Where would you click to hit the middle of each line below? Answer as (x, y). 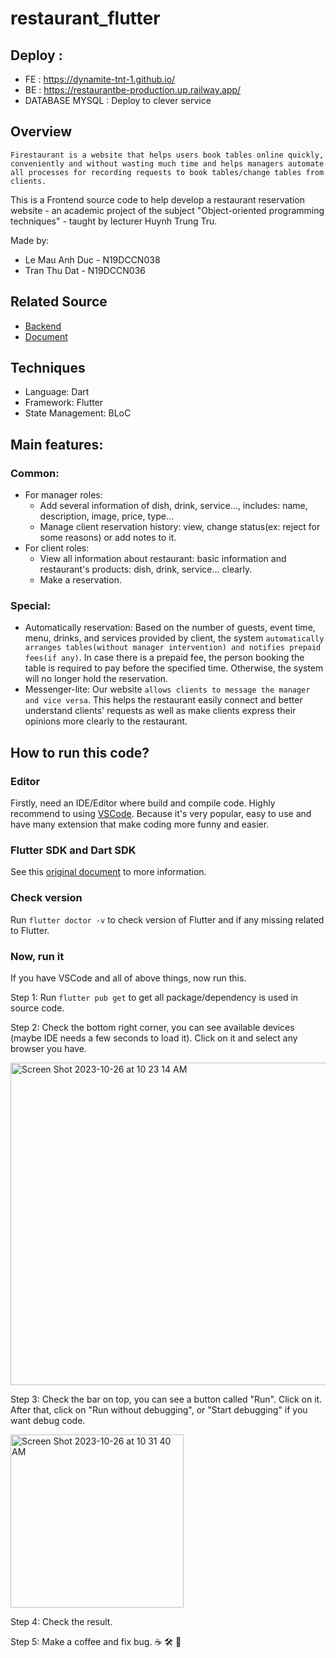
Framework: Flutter (64, 403)
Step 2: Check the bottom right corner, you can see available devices (152, 1027)
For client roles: (57, 548)
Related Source (59, 302)
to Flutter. (30, 930)
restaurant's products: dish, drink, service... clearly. (146, 569)
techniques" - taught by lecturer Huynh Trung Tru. (114, 221)
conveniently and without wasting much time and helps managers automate (167, 163)
